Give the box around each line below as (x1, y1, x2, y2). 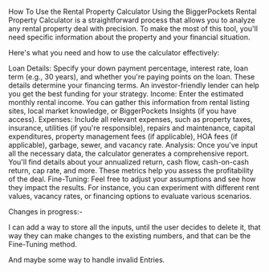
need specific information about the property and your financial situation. (8, 32, 251, 42)
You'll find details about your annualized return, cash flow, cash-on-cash (8, 157, 249, 167)
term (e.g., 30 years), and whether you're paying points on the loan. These (8, 72, 255, 81)
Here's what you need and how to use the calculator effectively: (8, 48, 220, 57)
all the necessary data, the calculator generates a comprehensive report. (8, 148, 249, 158)
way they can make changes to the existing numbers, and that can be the (8, 231, 251, 240)
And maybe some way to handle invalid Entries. (8, 255, 165, 264)
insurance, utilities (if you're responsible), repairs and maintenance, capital (8, 124, 255, 132)
